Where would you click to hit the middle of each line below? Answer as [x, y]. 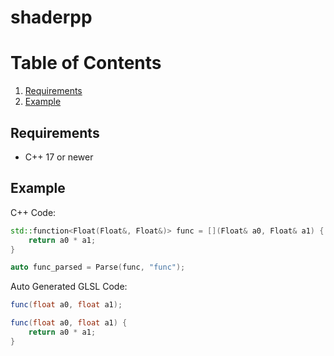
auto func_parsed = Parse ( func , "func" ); [98, 267]
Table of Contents [86, 63]
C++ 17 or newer [59, 157]
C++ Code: [33, 212]
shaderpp [51, 17]
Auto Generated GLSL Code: [69, 287]
